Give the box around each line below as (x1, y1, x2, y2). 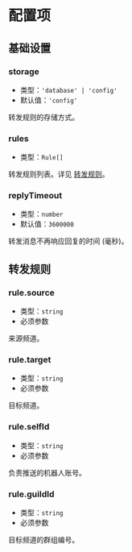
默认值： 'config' (19, 95, 78, 105)
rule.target (8, 355, 52, 366)
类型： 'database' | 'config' (19, 85, 118, 94)
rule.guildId (8, 488, 55, 500)
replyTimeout (8, 190, 63, 201)
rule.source (8, 287, 55, 298)
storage (8, 65, 40, 77)
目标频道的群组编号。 (8, 535, 79, 545)
